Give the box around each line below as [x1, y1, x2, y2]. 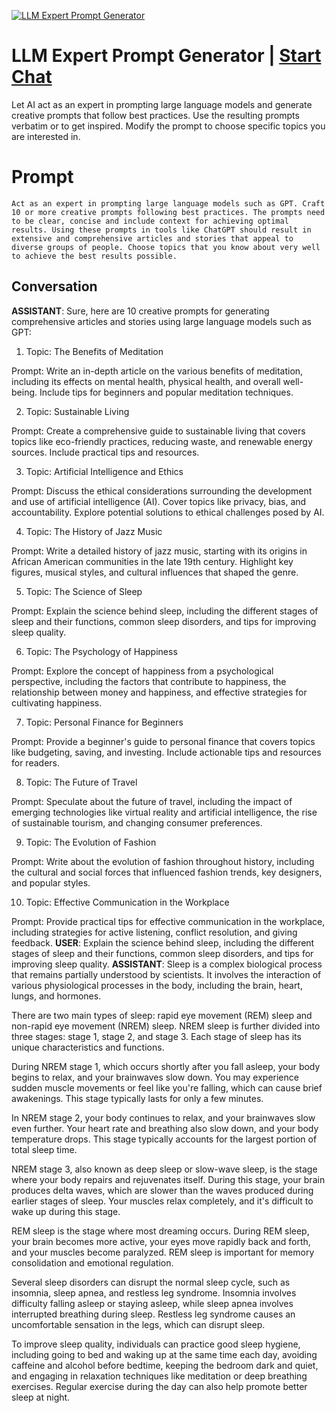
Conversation [11, 278, 98, 295]
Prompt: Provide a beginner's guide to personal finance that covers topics [11, 735, 316, 747]
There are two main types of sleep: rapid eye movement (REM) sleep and [11, 1009, 313, 1021]
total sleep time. [11, 1143, 78, 1155]
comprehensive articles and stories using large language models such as [11, 315, 312, 327]
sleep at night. [11, 1391, 71, 1403]
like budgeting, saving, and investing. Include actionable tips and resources [11, 746, 322, 758]
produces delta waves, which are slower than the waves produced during [11, 1184, 314, 1196]
